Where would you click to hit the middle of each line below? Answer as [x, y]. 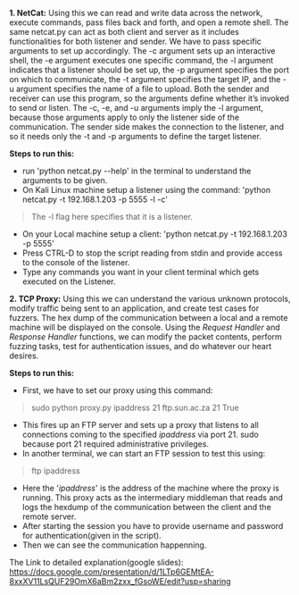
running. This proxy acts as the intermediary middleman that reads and [153, 498]
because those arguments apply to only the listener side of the [124, 117]
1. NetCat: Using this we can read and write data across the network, [136, 13]
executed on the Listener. [69, 281]
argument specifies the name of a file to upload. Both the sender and [143, 89]
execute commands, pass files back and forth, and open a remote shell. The [149, 22]
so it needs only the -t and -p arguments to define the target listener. [135, 136]
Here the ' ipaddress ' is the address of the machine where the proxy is [150, 488]
